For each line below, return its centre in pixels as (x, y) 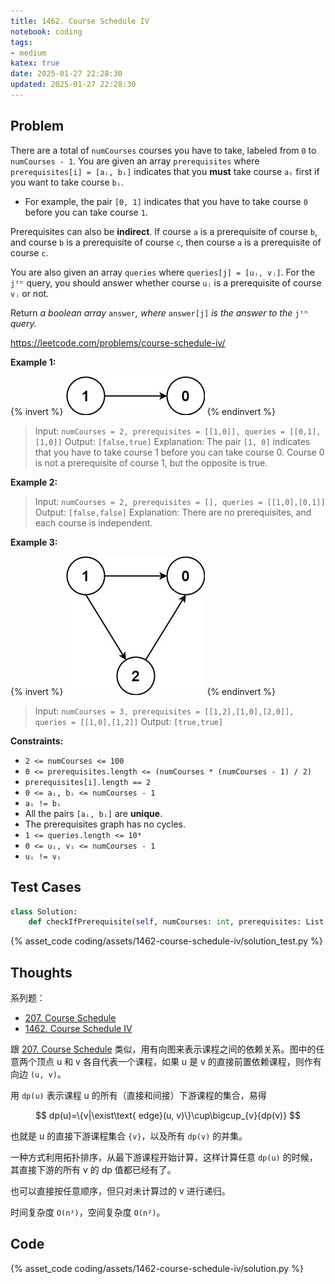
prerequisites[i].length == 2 (88, 782)
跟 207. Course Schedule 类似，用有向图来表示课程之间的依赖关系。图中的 (163, 1049)
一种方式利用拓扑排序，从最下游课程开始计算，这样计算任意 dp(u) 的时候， (164, 1157)
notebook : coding (46, 31)
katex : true (35, 63)
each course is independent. (93, 522)
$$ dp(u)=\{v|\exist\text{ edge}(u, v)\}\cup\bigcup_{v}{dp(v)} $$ (168, 1116)
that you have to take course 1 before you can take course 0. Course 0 (179, 452)
